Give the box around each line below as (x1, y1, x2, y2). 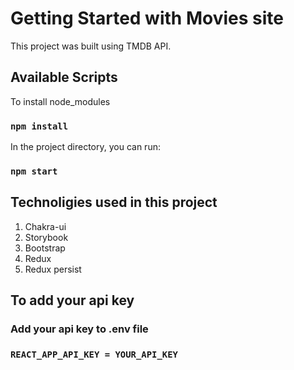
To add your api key (10, 292, 135, 309)
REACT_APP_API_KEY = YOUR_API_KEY (10, 349, 178, 361)
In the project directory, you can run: (10, 141, 161, 153)
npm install (10, 120, 69, 132)
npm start (10, 165, 58, 177)
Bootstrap (24, 242, 66, 254)
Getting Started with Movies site (10, 7, 284, 30)
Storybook (24, 231, 69, 243)
